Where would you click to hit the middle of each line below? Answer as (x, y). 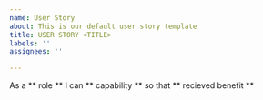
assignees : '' (36, 52)
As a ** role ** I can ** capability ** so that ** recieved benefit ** (132, 85)
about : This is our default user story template (103, 26)
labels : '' (30, 43)
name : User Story (42, 18)
